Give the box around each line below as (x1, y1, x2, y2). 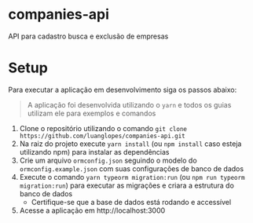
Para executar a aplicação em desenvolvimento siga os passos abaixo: (8, 85, 237, 94)
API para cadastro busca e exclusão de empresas (8, 31, 169, 41)
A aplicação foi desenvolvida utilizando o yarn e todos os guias (27, 100, 232, 109)
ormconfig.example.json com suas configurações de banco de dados (19, 163, 244, 174)
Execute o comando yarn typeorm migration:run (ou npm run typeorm (19, 172, 245, 181)
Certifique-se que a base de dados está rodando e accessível (31, 197, 232, 207)
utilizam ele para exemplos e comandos (27, 108, 156, 118)
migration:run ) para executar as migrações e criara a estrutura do (19, 181, 234, 190)
